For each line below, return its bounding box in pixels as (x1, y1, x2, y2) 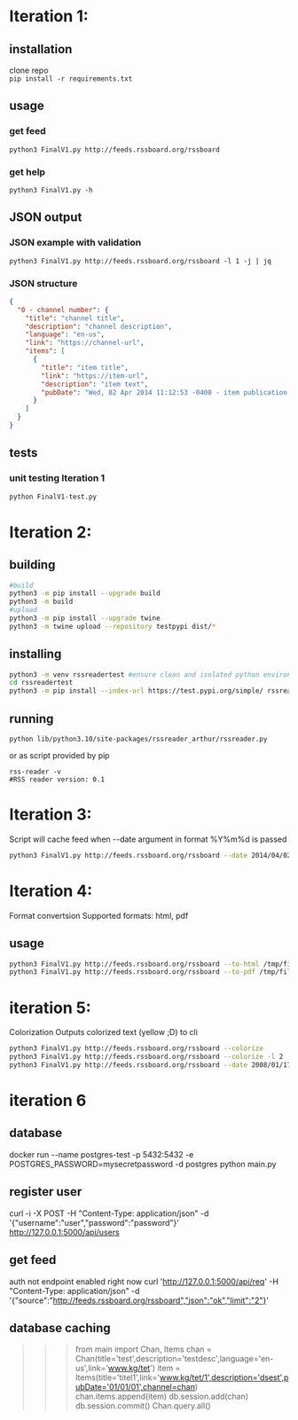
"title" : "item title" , (41, 363, 129, 372)
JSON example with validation (9, 237, 142, 249)
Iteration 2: (9, 522, 92, 542)
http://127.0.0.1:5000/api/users (9, 1227, 120, 1237)
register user (9, 1184, 82, 1199)
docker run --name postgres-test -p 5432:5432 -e (9, 1149, 194, 1159)
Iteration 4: (9, 881, 93, 901)
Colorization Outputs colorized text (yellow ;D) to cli (9, 1027, 198, 1038)
